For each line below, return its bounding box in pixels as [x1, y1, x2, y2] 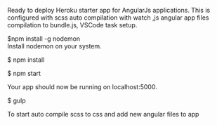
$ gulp [7, 96, 26, 105]
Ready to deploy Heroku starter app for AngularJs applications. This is [7, 6, 211, 14]
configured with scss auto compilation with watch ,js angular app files [7, 13, 209, 22]
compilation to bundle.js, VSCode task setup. [7, 21, 138, 29]
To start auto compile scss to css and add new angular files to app [7, 110, 199, 118]
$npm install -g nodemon [7, 34, 81, 43]
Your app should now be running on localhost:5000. [7, 83, 158, 91]
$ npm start [7, 70, 41, 77]
